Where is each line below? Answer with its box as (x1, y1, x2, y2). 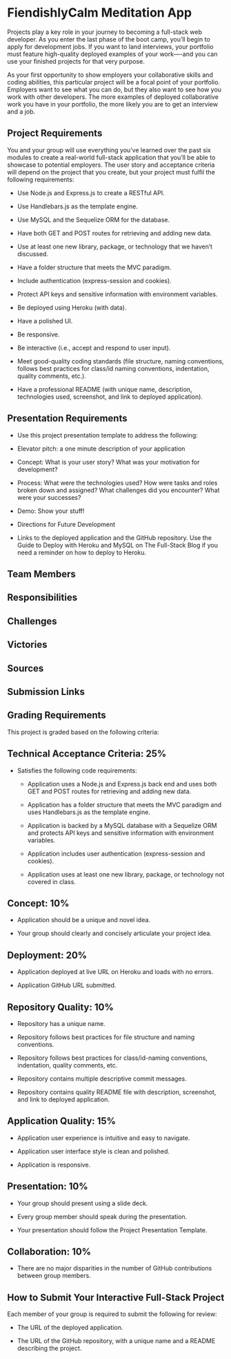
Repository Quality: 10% (7, 1001, 114, 1013)
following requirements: (7, 175, 74, 183)
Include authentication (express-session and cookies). (17, 276, 172, 285)
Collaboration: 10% (7, 1245, 92, 1257)
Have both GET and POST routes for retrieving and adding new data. (17, 228, 212, 237)
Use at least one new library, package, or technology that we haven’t (17, 242, 212, 251)
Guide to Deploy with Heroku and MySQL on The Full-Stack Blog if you (17, 541, 219, 549)
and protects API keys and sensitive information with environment (27, 829, 214, 837)
